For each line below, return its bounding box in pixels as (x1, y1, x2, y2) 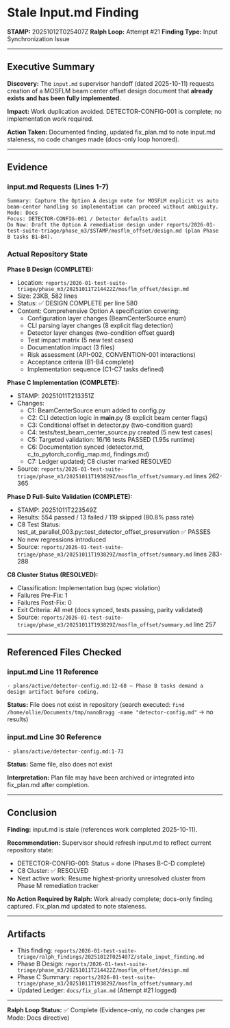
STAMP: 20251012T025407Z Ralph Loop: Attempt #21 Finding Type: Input (7, 27, 218, 36)
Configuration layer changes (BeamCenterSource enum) (27, 314, 187, 322)
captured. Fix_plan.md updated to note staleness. (7, 902, 147, 910)
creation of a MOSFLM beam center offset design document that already (7, 86, 214, 95)
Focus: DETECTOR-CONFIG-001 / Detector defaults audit (7, 215, 167, 222)
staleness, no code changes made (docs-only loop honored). (7, 135, 180, 143)
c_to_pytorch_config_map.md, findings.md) (27, 449, 149, 458)
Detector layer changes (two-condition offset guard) (27, 328, 175, 337)
